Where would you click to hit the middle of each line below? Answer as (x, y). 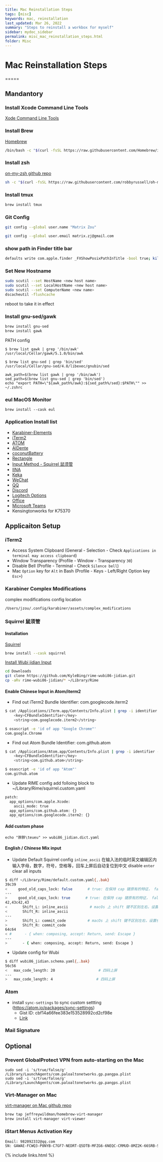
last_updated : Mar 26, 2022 (33, 23)
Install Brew (19, 131)
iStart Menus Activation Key (39, 1131)
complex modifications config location (43, 599)
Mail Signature (23, 1030)
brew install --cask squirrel (36, 653)
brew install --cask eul (30, 410)
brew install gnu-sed (27, 327)
